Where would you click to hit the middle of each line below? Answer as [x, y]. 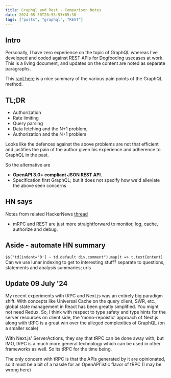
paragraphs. [18, 69]
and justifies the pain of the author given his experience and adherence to [83, 149]
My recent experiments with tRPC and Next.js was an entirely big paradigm [84, 296]
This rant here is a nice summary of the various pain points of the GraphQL [84, 79]
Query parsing [28, 123]
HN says [19, 202]
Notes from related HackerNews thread [47, 214]
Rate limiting [26, 118]
